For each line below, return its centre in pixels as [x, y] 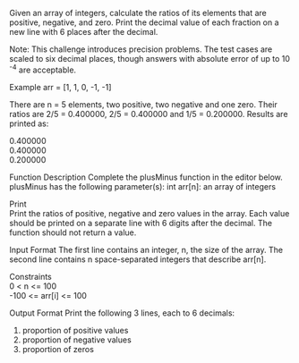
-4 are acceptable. [43, 69]
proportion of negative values [77, 340]
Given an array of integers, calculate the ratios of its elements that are [138, 13]
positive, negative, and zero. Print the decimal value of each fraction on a [144, 22]
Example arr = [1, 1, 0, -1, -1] [60, 87]
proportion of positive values [75, 330]
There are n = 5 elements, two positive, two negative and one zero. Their [143, 104]
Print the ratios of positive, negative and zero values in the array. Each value [149, 213]
